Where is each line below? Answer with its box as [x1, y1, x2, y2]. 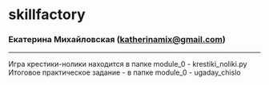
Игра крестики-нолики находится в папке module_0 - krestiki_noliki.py [8, 60, 247, 69]
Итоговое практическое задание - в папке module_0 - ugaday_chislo [8, 68, 242, 77]
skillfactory [8, 6, 86, 24]
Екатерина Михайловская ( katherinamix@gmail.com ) [8, 34, 226, 45]
